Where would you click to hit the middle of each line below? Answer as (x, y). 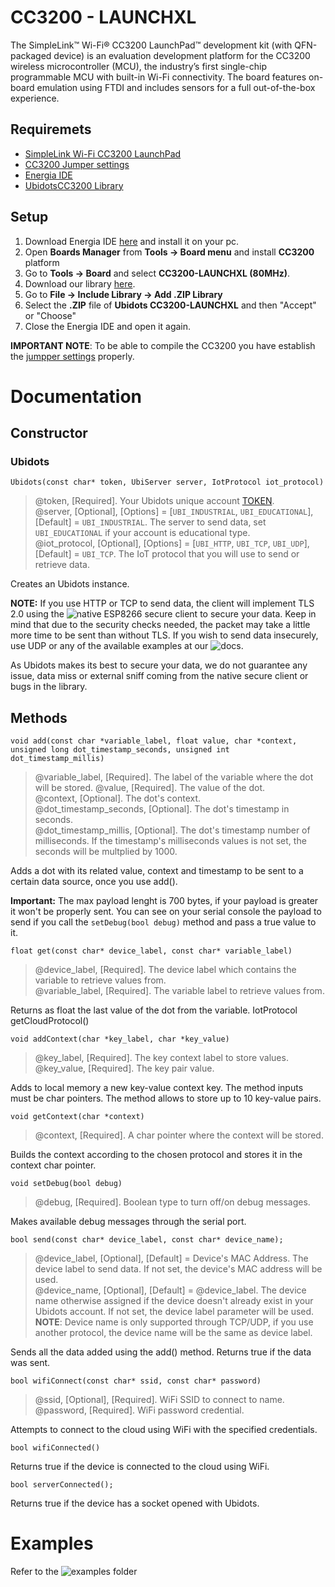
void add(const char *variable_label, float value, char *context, (154, 741)
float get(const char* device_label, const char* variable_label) (151, 951)
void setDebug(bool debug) (66, 1184)
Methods (39, 717)
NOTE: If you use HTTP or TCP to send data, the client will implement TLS (162, 603)
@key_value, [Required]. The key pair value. (124, 1068)
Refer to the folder (74, 1572)
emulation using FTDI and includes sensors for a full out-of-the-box (176, 87)
